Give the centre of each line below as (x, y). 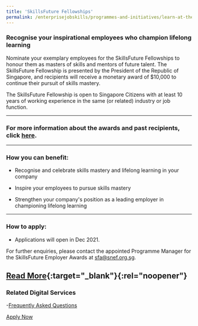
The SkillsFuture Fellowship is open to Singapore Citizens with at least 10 (94, 94)
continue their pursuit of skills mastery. (53, 83)
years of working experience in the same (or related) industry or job (88, 100)
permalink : (19, 17)
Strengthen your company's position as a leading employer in (89, 200)
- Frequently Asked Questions (42, 305)
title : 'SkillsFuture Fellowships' (50, 12)
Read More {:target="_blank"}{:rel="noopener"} (97, 276)
